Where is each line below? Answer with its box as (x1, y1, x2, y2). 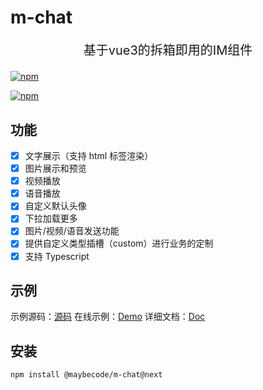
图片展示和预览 (24, 162, 87, 175)
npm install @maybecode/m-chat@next (10, 370, 163, 380)
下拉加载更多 (24, 212, 78, 225)
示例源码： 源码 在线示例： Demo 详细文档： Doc (10, 311, 206, 323)
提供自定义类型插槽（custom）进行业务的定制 (24, 237, 214, 250)
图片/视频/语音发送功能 (24, 225, 120, 237)
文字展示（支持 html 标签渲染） (24, 150, 154, 161)
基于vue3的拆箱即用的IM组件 (83, 42, 253, 59)
